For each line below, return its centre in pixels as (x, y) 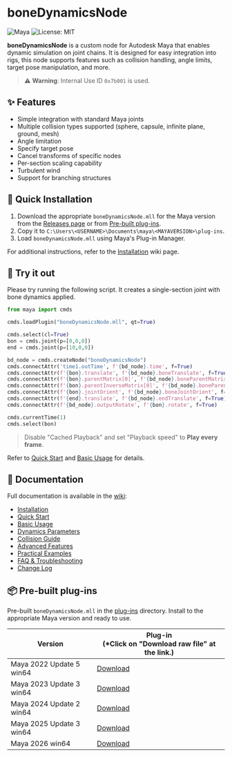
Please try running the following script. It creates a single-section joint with (114, 290)
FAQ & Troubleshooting (50, 561)
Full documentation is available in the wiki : (67, 496)
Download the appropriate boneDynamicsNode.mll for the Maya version (116, 216)
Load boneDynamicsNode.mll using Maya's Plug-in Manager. (101, 238)
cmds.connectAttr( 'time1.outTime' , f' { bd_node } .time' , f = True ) (100, 366)
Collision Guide (39, 539)
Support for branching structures (64, 178)
